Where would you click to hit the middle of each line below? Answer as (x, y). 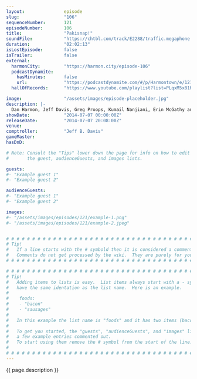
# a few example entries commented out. (59, 337)
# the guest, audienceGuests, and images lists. (74, 158)
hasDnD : (16, 142)
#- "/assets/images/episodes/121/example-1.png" (67, 217)
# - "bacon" (25, 304)
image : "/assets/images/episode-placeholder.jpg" (87, 99)
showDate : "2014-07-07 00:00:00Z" (64, 115)
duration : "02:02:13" (48, 45)
